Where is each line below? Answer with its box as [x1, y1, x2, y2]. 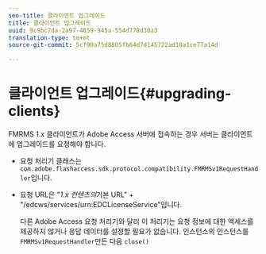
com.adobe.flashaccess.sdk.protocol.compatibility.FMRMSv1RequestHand [19, 165, 259, 173]
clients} [8, 102, 61, 120]
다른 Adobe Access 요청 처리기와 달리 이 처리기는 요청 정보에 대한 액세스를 [19, 217, 254, 226]
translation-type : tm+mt [8, 33, 91, 42]
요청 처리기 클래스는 [19, 156, 82, 166]
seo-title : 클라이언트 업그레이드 [8, 11, 106, 20]
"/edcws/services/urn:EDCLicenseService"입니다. [19, 200, 183, 210]
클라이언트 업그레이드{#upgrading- [8, 85, 232, 103]
